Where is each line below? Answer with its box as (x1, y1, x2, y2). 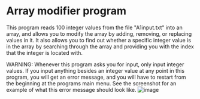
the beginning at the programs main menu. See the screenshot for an (6, 79, 177, 87)
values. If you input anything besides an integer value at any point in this (6, 67, 184, 74)
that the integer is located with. (6, 49, 83, 56)
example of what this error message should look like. (6, 86, 137, 93)
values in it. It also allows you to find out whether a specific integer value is (6, 36, 192, 44)
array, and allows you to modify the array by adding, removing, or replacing (6, 30, 192, 37)
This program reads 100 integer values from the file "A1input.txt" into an (6, 24, 183, 31)
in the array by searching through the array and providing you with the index (6, 43, 195, 50)
